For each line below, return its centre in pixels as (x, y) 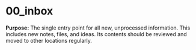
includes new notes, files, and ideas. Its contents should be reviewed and (96, 34)
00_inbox (29, 11)
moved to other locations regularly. (49, 40)
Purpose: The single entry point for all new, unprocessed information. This (98, 28)
